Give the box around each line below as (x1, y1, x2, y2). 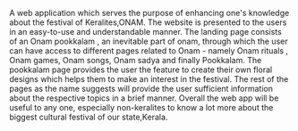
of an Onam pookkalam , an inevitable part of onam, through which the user (9, 36, 288, 46)
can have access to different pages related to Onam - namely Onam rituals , (9, 45, 289, 56)
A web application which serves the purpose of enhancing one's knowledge (9, 8, 290, 18)
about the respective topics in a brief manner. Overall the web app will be (9, 93, 279, 103)
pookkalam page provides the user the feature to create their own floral (9, 64, 273, 75)
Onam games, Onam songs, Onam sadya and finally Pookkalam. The (9, 55, 262, 65)
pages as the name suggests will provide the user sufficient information (9, 84, 273, 94)
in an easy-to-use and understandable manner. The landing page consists (9, 27, 282, 37)
